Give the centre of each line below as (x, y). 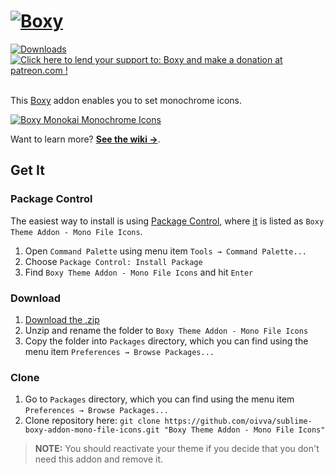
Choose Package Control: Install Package (113, 261)
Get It (27, 170)
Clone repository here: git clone (92, 421)
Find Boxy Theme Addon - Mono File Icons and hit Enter (139, 272)
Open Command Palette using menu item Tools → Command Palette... (165, 251)
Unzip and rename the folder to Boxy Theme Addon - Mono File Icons (166, 330)
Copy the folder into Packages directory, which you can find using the (166, 341)
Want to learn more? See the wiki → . (85, 139)
